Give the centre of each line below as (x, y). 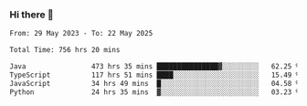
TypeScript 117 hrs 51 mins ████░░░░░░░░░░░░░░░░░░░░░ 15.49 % (155, 75)
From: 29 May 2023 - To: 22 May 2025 (81, 34)
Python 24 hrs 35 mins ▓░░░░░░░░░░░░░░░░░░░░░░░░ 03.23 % (155, 92)
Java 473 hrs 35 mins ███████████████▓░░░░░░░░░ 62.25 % (155, 67)
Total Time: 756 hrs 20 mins (65, 50)
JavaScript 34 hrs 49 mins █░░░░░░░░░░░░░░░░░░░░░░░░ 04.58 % (155, 83)
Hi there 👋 (32, 15)
